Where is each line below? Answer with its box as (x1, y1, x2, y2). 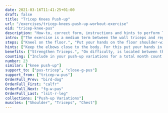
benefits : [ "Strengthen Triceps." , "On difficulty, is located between (5, 49, 157, 54)
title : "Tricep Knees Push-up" (5, 16, 70, 21)
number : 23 (5, 58, 28, 63)
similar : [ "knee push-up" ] (5, 63, 61, 68)
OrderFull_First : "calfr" (5, 81, 59, 86)
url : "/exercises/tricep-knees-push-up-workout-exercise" (5, 21, 128, 26)
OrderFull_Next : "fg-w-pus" (5, 86, 64, 91)
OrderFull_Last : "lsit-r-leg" (5, 91, 68, 96)
